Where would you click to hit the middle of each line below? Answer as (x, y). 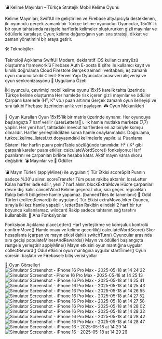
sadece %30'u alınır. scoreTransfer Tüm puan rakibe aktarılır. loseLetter (76, 179)
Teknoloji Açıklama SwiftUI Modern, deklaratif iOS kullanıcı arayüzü (72, 60)
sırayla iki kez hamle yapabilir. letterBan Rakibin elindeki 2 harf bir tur (73, 205)
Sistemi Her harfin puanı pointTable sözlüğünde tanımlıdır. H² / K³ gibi (74, 145)
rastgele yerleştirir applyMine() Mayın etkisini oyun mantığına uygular (74, 245)
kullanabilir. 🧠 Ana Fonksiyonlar (36, 215)
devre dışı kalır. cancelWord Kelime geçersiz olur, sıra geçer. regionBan (75, 189)
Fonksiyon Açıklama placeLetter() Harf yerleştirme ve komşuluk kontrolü (77, 225)
